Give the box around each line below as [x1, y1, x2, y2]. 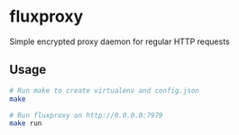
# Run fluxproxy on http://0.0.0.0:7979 [9, 111, 164, 120]
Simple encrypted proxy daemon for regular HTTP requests [9, 36, 230, 47]
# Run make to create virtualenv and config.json [9, 85, 200, 95]
